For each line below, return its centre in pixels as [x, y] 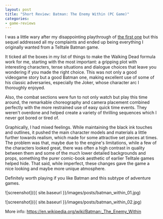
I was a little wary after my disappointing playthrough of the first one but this [81, 37]
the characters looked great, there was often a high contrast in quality [75, 148]
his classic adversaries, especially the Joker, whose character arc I [72, 83]
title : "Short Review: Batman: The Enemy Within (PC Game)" [67, 14]
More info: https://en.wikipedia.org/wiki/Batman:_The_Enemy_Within [73, 212]
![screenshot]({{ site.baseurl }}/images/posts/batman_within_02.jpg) [73, 202]
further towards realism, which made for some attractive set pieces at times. [81, 138]
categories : [17, 18]
